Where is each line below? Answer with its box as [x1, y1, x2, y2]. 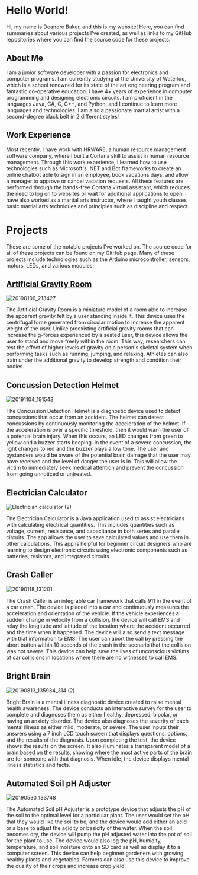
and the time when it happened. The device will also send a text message [6, 628, 185, 635]
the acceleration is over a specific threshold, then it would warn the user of [6, 427, 189, 434]
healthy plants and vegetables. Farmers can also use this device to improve [6, 856, 190, 863]
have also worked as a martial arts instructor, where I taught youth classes [6, 196, 187, 203]
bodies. [6, 363, 25, 370]
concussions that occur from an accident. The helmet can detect [6, 413, 164, 421]
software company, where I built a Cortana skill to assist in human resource [6, 152, 189, 159]
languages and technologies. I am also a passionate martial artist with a [6, 106, 180, 113]
